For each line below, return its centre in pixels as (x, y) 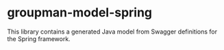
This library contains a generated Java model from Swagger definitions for (112, 32)
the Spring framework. (39, 38)
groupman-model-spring (80, 13)
